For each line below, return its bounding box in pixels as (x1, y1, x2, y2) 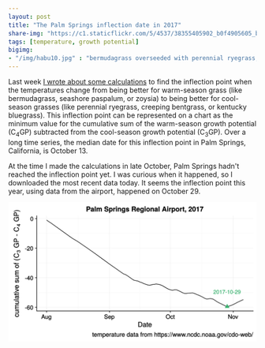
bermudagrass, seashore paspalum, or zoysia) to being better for (8, 94, 220, 103)
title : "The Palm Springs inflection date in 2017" (8, 21, 181, 29)
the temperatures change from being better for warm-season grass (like (8, 85, 243, 95)
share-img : (8, 29, 44, 37)
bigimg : (8, 46, 34, 54)
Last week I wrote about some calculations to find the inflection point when (8, 77, 252, 86)
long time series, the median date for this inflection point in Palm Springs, (8, 137, 246, 147)
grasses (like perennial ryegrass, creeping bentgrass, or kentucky (33, 103, 247, 111)
